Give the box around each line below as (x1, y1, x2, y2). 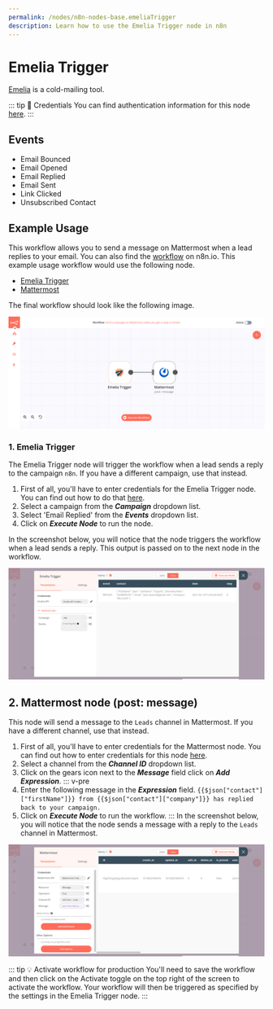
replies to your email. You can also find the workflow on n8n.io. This (8, 252, 236, 261)
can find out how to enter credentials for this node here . (19, 750, 208, 761)
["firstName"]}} (19, 795, 76, 804)
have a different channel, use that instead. (8, 726, 149, 736)
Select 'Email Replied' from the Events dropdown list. (19, 510, 199, 520)
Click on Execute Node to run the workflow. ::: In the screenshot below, (19, 811, 259, 821)
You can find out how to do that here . (19, 493, 145, 502)
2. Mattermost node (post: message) (8, 695, 198, 709)
